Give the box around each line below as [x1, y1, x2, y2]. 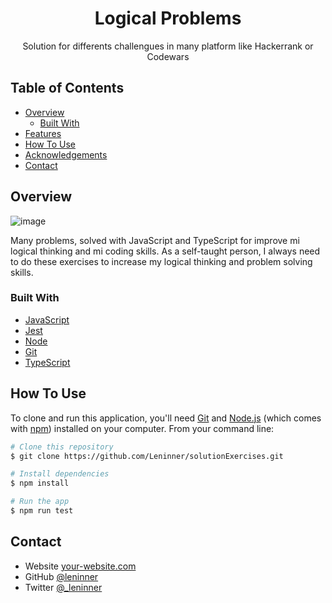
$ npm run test [10, 506, 74, 516]
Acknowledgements [24, 148, 108, 161]
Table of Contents [10, 80, 125, 97]
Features [24, 127, 62, 139]
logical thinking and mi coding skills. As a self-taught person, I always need [10, 245, 321, 257]
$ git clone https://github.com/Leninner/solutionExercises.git [10, 451, 284, 461]
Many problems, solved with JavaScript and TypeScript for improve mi [10, 234, 300, 246]
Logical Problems [94, 7, 242, 30]
